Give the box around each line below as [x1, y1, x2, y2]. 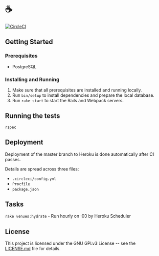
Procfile [12, 181, 30, 187]
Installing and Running [5, 76, 60, 83]
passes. [5, 156, 21, 162]
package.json [12, 187, 39, 192]
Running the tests [5, 112, 60, 120]
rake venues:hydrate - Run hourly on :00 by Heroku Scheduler [5, 213, 131, 219]
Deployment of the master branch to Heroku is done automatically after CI [5, 151, 154, 157]
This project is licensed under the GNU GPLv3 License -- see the [5, 240, 136, 246]
